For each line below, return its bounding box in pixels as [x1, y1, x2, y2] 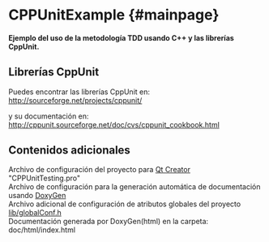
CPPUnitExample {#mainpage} [8, 6, 220, 24]
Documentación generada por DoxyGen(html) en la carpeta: [8, 217, 209, 227]
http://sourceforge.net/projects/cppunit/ [8, 95, 143, 105]
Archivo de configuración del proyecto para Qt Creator [8, 165, 190, 175]
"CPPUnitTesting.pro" [8, 173, 81, 184]
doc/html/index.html [8, 225, 75, 235]
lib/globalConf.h [8, 208, 62, 218]
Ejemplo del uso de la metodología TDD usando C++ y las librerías [8, 32, 235, 42]
